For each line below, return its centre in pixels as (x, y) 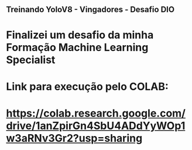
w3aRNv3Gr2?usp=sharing (74, 138)
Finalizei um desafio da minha (80, 35)
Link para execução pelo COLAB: (87, 86)
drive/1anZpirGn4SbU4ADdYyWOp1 (96, 126)
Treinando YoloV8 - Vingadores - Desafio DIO (90, 10)
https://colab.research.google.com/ (96, 113)
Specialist (31, 59)
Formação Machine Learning (77, 47)
